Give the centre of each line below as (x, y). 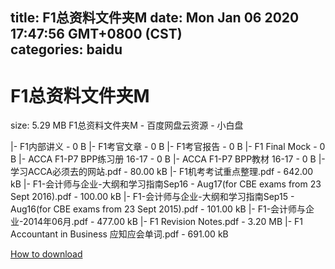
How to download (46, 254)
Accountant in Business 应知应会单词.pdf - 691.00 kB (119, 234)
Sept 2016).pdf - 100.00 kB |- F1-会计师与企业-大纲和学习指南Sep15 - (152, 197)
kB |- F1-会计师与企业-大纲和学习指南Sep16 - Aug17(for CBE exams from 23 (166, 184)
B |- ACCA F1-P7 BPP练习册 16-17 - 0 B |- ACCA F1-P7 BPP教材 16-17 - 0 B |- (168, 159)
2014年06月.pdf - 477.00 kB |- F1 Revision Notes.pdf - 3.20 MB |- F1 (163, 222)
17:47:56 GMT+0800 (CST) (96, 34)
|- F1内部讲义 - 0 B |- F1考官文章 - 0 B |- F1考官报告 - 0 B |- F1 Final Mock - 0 (168, 147)
